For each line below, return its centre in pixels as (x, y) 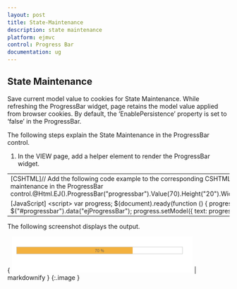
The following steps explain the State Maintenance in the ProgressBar (109, 135)
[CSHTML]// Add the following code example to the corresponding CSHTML (121, 178)
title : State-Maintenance (45, 22)
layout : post (26, 15)
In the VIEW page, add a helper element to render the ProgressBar (114, 156)
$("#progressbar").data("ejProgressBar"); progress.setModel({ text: (109, 211)
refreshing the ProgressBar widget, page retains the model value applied (113, 106)
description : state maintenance (55, 30)
